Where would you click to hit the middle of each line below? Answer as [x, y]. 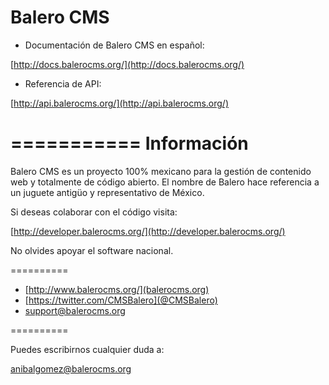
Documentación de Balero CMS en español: [114, 45]
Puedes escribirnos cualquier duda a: [87, 349]
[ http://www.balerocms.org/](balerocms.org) [117, 289]
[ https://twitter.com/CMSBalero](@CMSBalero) [121, 300]
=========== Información [129, 143]
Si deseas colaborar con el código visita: [94, 212]
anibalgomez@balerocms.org [71, 368]
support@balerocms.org [75, 310]
